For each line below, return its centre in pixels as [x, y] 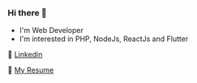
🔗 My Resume [31, 70]
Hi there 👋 [28, 13]
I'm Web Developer [51, 31]
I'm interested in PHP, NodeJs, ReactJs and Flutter [104, 39]
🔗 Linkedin [25, 55]
